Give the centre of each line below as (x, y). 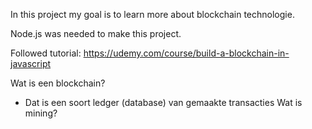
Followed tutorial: (46, 53)
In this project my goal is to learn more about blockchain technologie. (152, 14)
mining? (41, 113)
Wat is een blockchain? (58, 83)
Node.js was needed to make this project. (96, 33)
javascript (31, 63)
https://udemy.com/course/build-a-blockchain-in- (186, 53)
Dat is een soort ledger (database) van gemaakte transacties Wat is (163, 102)
